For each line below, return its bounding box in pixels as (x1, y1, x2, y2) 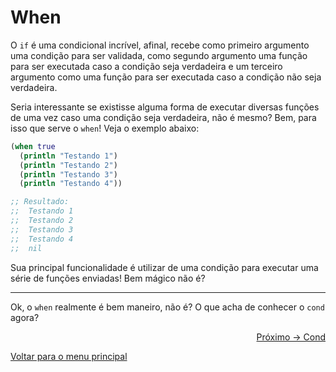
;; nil (10, 243, 43, 253)
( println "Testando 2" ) (19, 160, 118, 170)
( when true (10, 141, 56, 151)
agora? (10, 311, 40, 323)
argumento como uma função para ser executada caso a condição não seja (10, 71, 322, 83)
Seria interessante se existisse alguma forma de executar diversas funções (10, 101, 320, 113)
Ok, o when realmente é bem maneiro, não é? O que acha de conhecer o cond (10, 301, 325, 313)
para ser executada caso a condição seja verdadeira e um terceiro (10, 60, 283, 72)
